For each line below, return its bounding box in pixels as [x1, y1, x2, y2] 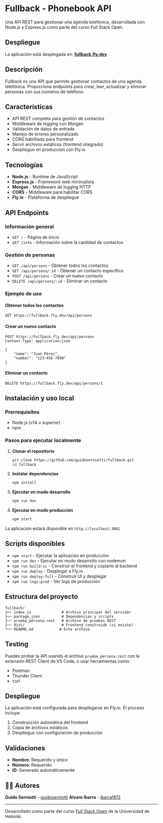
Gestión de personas [5, 251, 55, 258]
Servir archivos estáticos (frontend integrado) [12, 142, 103, 148]
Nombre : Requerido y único [12, 757, 68, 763]
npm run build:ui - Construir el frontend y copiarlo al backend [12, 563, 137, 569]
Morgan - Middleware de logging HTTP [12, 184, 91, 190]
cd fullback [12, 462, 36, 467]
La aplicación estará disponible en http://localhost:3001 [5, 525, 120, 531]
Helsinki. [5, 813, 23, 819]
